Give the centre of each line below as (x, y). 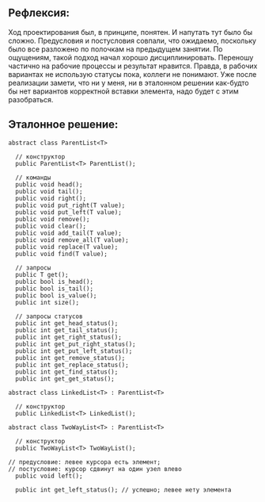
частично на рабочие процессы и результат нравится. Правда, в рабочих (133, 66)
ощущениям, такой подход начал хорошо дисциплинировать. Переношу (131, 57)
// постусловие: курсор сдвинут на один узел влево (95, 469)
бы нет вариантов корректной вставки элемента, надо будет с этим (123, 91)
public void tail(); (49, 191)
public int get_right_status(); (69, 337)
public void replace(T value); (67, 247)
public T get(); (42, 274)
